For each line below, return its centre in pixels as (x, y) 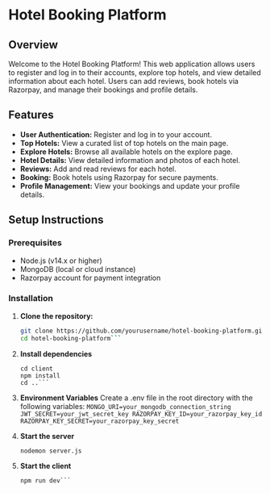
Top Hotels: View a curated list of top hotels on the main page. (124, 143)
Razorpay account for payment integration (90, 278)
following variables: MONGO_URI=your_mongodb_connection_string (125, 406)
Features (31, 115)
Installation (31, 299)
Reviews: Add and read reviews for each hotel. (98, 169)
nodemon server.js (51, 451)
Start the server (47, 436)
